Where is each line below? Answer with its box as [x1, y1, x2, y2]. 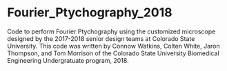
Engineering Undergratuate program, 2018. [7, 56, 129, 64]
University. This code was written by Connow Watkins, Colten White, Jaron [7, 42, 221, 50]
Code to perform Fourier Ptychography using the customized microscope [7, 27, 216, 35]
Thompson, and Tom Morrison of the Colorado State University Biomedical [7, 49, 219, 57]
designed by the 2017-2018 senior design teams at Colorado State [7, 34, 195, 42]
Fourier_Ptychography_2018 [7, 5, 172, 20]
